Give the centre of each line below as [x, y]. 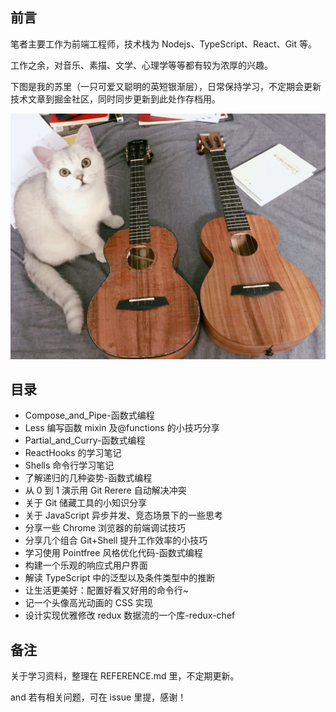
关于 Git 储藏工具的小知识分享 [86, 503]
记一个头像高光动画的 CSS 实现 [88, 603]
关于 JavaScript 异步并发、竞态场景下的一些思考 [123, 515]
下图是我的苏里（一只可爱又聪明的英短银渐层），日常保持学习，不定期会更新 [166, 86]
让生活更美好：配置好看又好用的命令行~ [107, 590]
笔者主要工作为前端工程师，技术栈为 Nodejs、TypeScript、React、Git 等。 [163, 44]
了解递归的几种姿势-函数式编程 [88, 478]
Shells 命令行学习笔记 [69, 465]
